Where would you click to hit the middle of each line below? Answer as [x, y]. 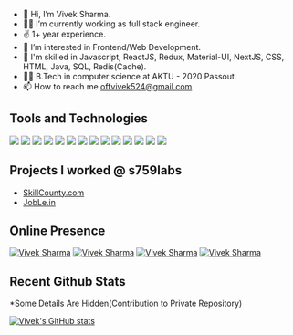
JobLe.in [39, 202]
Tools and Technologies [79, 119]
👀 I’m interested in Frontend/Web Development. [112, 47]
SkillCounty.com [53, 193]
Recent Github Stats [68, 282]
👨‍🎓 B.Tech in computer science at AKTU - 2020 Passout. [130, 76]
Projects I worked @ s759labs [96, 170]
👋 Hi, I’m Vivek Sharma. [67, 14]
